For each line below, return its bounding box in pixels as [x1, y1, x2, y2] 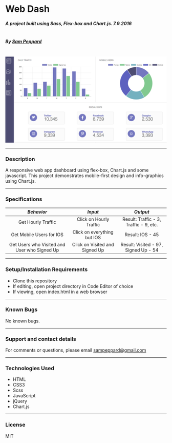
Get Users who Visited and [9, 241, 66, 247]
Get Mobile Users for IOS [11, 232, 64, 238]
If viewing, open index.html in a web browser [12, 288, 107, 295]
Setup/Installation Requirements [5, 266, 88, 273]
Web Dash [5, 3, 50, 15]
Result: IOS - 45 [124, 232, 159, 238]
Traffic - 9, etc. [125, 222, 158, 228]
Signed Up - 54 [125, 247, 159, 253]
